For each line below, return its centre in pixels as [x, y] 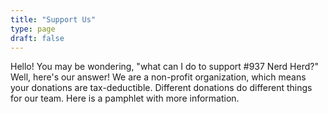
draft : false [37, 38]
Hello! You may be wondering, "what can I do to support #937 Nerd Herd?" [164, 67]
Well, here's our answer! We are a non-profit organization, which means [158, 77]
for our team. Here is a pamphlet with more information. [125, 98]
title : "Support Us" [53, 19]
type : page [33, 29]
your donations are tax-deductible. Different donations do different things [161, 88]
